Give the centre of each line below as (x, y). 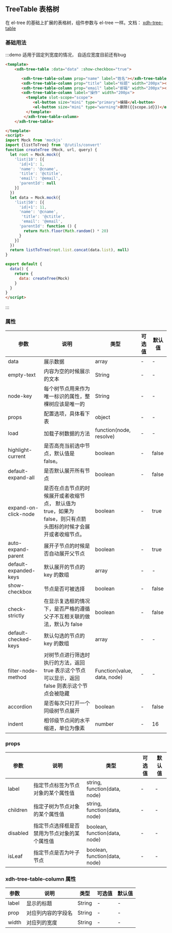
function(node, (113, 430)
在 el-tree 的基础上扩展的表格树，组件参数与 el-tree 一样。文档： (73, 23)
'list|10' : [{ (29, 159)
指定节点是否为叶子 (56, 852)
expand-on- (23, 507)
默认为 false (68, 624)
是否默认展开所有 (64, 470)
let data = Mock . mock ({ (35, 197)
